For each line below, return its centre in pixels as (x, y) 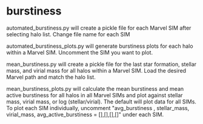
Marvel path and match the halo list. (51, 77)
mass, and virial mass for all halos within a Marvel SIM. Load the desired (96, 70)
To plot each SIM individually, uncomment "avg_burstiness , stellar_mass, (98, 108)
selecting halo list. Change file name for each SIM (68, 34)
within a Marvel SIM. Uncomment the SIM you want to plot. (80, 52)
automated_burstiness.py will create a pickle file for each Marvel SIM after (99, 28)
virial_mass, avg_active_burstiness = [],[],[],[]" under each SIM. (85, 114)
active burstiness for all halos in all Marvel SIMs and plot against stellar (95, 95)
